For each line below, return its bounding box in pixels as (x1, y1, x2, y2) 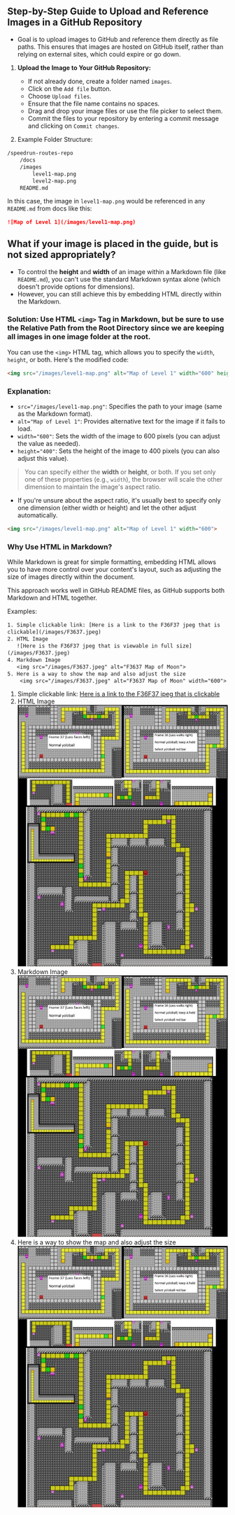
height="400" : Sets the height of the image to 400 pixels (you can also (17, 447, 220, 455)
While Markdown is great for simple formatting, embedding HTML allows (7, 558, 217, 566)
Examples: (7, 608, 37, 616)
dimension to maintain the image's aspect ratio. (24, 482, 162, 491)
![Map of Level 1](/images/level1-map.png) (7, 218, 136, 226)
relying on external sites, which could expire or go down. (17, 50, 181, 58)
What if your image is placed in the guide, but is (7, 238, 219, 250)
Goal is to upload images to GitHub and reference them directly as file (17, 35, 219, 43)
